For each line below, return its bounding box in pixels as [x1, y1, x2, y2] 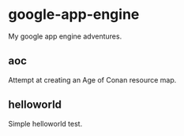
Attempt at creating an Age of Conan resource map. [8, 75, 177, 84]
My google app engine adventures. [8, 31, 122, 41]
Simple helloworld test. [8, 119, 83, 128]
